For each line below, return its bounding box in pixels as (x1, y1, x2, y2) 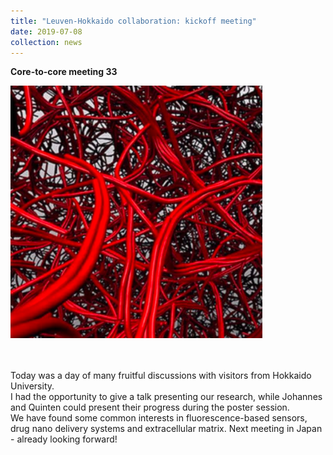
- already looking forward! (10, 433, 118, 445)
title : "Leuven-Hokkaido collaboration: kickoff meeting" (10, 16, 257, 26)
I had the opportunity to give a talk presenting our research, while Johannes (10, 390, 323, 402)
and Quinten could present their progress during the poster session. (10, 401, 290, 413)
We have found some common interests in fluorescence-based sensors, (10, 411, 308, 424)
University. (10, 380, 55, 392)
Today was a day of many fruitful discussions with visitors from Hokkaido (10, 369, 312, 381)
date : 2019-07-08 (10, 26, 83, 37)
